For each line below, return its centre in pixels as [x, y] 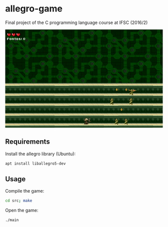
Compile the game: [25, 191]
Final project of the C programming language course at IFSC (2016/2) [76, 22]
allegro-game [34, 9]
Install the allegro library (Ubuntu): [40, 154]
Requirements [27, 142]
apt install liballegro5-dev [35, 163]
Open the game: [22, 211]
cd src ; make [19, 201]
